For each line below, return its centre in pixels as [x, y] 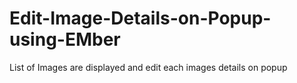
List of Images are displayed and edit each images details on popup [148, 67]
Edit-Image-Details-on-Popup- [140, 18]
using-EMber [65, 39]
